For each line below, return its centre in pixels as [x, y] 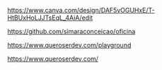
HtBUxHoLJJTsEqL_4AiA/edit [50, 18]
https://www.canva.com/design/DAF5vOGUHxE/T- [81, 10]
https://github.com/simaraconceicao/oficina [71, 31]
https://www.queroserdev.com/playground [69, 45]
